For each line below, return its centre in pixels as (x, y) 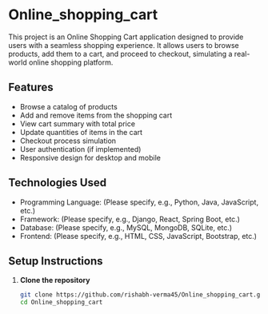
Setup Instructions (56, 261)
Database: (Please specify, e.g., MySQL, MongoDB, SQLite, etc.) (126, 227)
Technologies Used (57, 183)
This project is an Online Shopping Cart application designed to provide (126, 37)
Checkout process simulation (68, 141)
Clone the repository (55, 280)
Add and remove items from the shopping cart (96, 115)
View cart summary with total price (78, 123)
